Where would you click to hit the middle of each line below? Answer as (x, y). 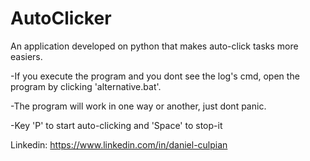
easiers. (26, 56)
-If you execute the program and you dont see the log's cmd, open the (155, 76)
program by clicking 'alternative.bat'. (86, 86)
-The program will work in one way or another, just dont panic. (138, 106)
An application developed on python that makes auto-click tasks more (154, 46)
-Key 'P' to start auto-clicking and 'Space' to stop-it (116, 125)
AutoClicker (61, 18)
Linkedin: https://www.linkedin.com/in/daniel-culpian (119, 144)
